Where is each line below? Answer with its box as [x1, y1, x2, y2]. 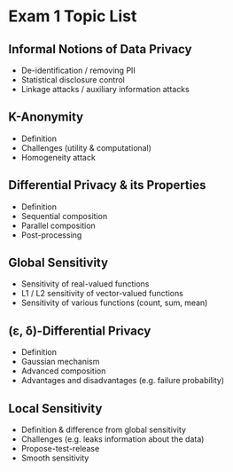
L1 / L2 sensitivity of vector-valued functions [20, 288, 183, 299]
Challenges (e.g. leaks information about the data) [20, 434, 205, 444]
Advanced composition [20, 366, 106, 376]
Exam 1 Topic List [8, 6, 137, 27]
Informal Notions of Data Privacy [8, 42, 192, 57]
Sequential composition [20, 210, 108, 221]
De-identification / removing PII [20, 65, 136, 75]
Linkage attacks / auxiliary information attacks [20, 84, 190, 94]
